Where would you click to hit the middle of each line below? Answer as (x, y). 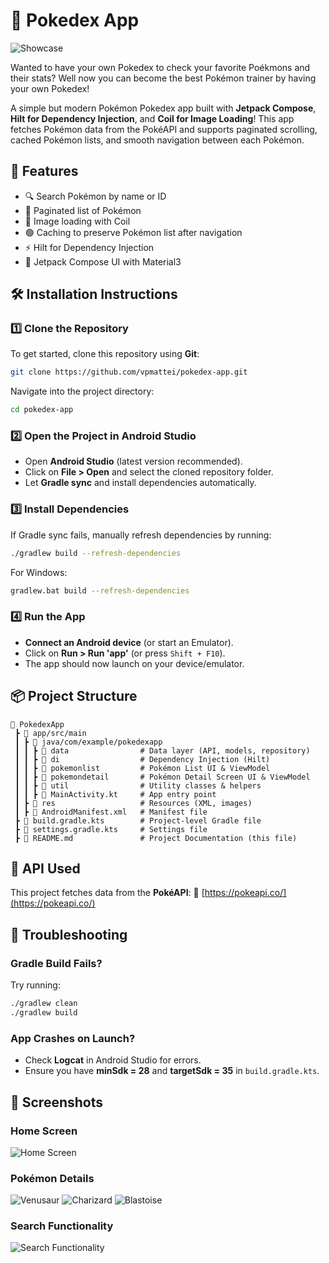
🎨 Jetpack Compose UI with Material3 (103, 261)
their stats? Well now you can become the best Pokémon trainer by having (163, 78)
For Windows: (39, 572)
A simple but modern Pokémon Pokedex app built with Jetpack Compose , (163, 108)
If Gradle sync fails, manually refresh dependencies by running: (141, 535)
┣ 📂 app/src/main (50, 733)
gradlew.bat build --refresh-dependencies (100, 590)
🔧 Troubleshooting (69, 934)
